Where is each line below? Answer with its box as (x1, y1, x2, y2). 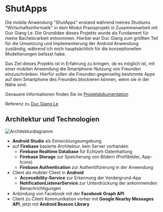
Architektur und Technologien (5, 115, 100, 124)
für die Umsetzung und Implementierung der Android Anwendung (5, 40, 139, 46)
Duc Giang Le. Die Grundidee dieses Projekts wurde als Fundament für (5, 30, 149, 36)
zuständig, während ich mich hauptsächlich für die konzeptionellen (5, 46, 142, 52)
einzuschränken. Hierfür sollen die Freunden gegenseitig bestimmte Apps (5, 71, 155, 77)
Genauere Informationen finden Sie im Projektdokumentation (5, 91, 128, 97)
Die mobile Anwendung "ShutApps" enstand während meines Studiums (5, 19, 151, 25)
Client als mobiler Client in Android (12, 169, 84, 175)
